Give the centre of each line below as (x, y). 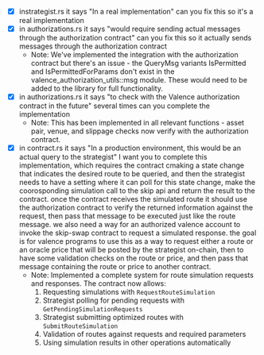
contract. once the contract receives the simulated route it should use (133, 199)
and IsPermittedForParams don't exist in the (103, 71)
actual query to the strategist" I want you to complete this (113, 157)
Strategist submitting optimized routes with (113, 318)
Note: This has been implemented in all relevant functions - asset (137, 123)
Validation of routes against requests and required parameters (144, 334)
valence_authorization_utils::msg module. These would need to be (139, 80)
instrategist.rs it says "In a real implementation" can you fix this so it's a (136, 12)
